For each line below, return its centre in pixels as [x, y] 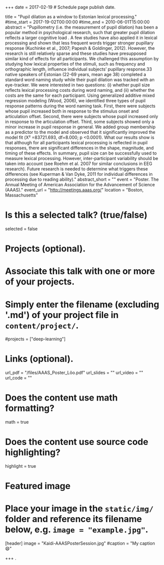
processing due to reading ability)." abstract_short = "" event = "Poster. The [82, 179]
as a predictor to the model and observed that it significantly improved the [80, 132]
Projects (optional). [46, 249]
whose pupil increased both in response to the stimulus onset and [72, 111]
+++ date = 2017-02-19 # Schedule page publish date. [60, 7]
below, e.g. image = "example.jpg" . [77, 530]
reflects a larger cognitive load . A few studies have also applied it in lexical [81, 38]
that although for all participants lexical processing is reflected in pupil [76, 142]
